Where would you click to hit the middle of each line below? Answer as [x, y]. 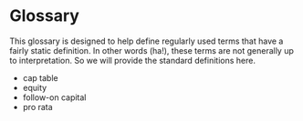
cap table [40, 77]
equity [35, 87]
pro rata [37, 106]
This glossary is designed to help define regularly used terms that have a [146, 41]
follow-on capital [54, 97]
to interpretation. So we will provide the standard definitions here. [132, 60]
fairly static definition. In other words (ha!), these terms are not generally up [152, 50]
